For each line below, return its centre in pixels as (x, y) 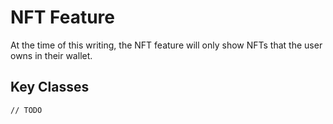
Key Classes (50, 87)
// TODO (26, 110)
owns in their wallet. (51, 55)
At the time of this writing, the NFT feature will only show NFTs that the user (166, 45)
